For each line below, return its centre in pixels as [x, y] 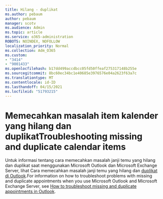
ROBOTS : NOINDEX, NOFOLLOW [33, 42]
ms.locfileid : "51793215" [31, 91]
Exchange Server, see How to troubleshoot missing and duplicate [71, 186]
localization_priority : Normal [37, 46]
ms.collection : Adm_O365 [30, 50]
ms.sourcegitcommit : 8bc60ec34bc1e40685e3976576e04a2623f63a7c [71, 73]
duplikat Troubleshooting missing [74, 136]
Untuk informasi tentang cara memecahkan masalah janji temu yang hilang [80, 160]
